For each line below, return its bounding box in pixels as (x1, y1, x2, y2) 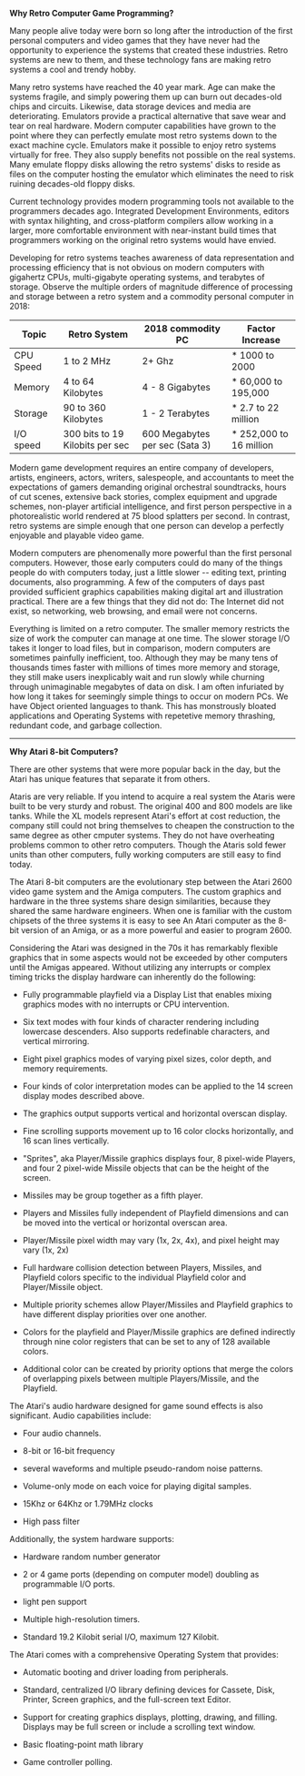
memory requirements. (22, 1063, 109, 1073)
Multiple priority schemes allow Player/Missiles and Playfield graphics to (22, 1299, 293, 1310)
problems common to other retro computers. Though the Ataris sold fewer (9, 839, 287, 850)
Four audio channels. (22, 1428, 102, 1438)
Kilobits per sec (63, 439, 130, 452)
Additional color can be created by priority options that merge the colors (22, 1364, 293, 1374)
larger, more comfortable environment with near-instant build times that (9, 225, 277, 236)
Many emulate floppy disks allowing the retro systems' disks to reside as (9, 159, 281, 169)
